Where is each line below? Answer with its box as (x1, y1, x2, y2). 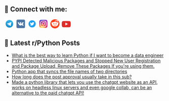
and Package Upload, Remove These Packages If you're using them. (11, 63, 155, 69)
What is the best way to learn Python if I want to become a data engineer (11, 52, 164, 58)
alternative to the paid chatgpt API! (11, 89, 84, 96)
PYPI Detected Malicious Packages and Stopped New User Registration (11, 58, 161, 64)
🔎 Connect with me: (4, 5, 67, 14)
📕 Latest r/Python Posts (4, 39, 80, 47)
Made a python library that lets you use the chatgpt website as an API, (11, 79, 158, 85)
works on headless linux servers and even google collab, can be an (11, 84, 152, 90)
